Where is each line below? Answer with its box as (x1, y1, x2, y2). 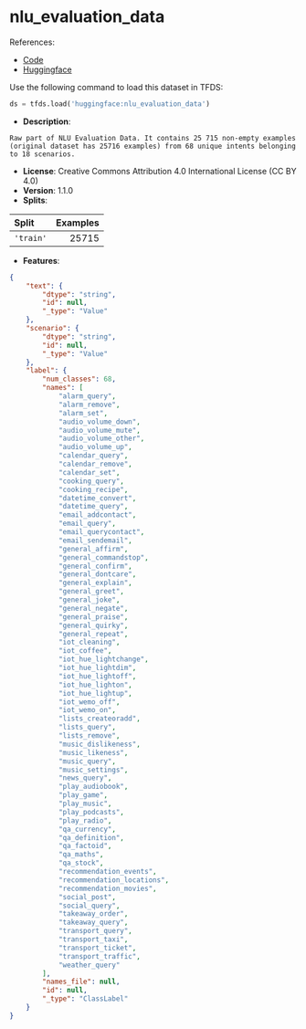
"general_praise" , (58, 612, 129, 622)
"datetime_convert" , (58, 493, 137, 503)
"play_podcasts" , (58, 807, 125, 816)
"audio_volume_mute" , (58, 425, 142, 435)
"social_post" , (58, 892, 117, 901)
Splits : (22, 194, 48, 205)
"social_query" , (58, 901, 121, 910)
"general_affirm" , (58, 544, 129, 553)
